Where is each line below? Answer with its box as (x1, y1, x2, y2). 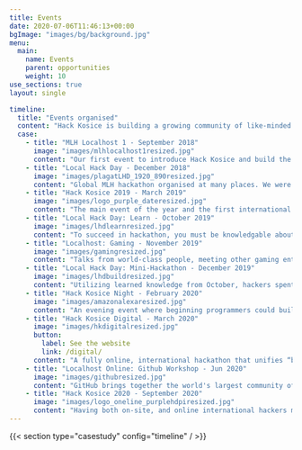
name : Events (25, 55, 75, 64)
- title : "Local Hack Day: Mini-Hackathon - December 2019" (25, 264, 255, 273)
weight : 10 (25, 72, 67, 81)
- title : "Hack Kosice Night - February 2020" (25, 289, 203, 298)
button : (32, 330, 63, 340)
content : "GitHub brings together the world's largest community (32, 381, 283, 390)
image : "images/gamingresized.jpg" (32, 247, 167, 256)
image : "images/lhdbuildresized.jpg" (32, 272, 175, 282)
